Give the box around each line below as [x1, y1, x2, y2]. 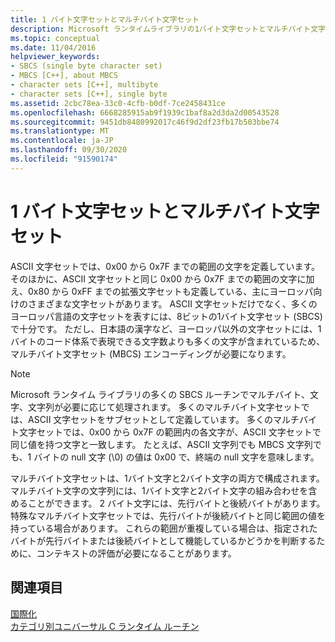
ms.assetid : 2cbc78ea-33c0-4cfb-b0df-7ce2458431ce [10, 98, 226, 108]
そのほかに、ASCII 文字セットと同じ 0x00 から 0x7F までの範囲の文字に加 [10, 272, 315, 285]
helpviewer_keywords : [10, 52, 101, 62]
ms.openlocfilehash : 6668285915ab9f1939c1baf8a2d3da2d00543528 [10, 107, 280, 118]
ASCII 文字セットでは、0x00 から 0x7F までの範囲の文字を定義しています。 [10, 260, 321, 272]
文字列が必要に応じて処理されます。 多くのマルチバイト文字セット [27, 401, 302, 413]
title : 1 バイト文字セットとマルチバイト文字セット [10, 14, 200, 25]
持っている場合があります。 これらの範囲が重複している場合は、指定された [10, 522, 318, 534]
